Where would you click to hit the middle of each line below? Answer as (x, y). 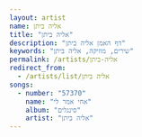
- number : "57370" (52, 93)
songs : (22, 85)
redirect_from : (38, 68)
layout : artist (38, 18)
